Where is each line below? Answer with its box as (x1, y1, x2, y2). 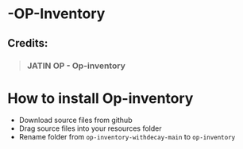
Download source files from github (18, 116, 133, 125)
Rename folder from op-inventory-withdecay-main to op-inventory (18, 132, 236, 142)
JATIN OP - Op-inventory (26, 60, 126, 71)
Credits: (7, 36, 48, 50)
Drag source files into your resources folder (18, 124, 162, 133)
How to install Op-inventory (7, 89, 194, 107)
